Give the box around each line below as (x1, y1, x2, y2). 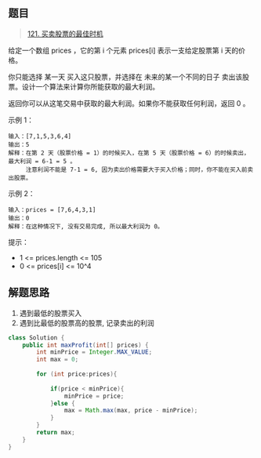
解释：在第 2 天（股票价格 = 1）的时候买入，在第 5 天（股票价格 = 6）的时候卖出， (8, 149, 250, 157)
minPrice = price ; (63, 392, 125, 400)
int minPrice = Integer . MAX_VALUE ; (36, 348, 153, 356)
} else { (49, 399, 76, 407)
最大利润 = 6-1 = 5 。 (8, 157, 77, 165)
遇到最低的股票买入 (19, 308, 82, 318)
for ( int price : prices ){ (36, 370, 118, 378)
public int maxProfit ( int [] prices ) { (22, 341, 149, 349)
